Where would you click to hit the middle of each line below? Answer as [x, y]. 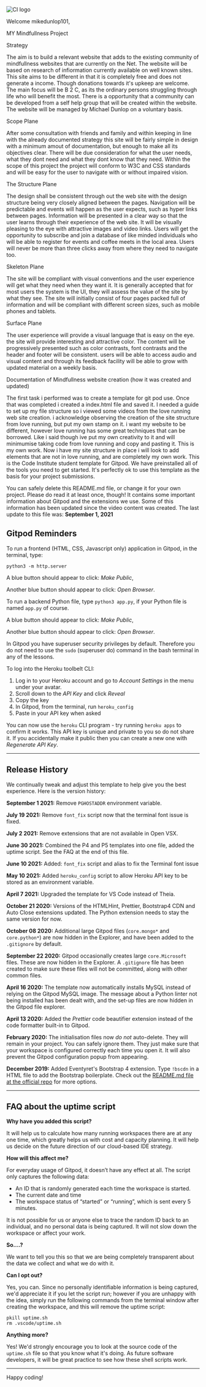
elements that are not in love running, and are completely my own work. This [103, 457]
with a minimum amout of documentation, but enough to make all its [92, 146]
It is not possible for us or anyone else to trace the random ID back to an [97, 1220]
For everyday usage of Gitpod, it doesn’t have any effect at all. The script [98, 1170]
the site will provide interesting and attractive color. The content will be [96, 342]
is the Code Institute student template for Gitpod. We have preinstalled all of [102, 463]
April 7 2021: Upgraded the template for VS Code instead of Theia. [91, 894]
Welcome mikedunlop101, [38, 21]
